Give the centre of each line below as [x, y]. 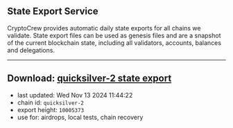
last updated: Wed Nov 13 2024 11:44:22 [75, 95]
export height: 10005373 [51, 109]
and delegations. [31, 50]
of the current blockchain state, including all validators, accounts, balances [114, 43]
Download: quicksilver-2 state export [89, 79]
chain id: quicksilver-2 [51, 102]
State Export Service [53, 11]
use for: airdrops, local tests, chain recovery [80, 117]
